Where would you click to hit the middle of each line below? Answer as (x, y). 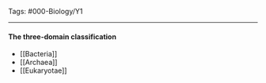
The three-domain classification (63, 36)
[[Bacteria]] (38, 54)
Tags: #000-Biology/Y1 (46, 11)
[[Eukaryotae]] (43, 70)
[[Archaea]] (38, 63)
